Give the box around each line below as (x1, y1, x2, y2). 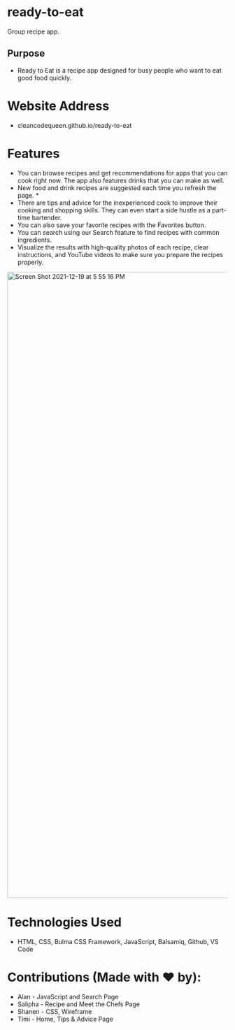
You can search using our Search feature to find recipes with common (17, 228, 220, 236)
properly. (17, 258, 44, 266)
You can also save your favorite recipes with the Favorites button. (17, 221, 206, 229)
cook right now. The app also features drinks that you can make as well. (17, 176, 225, 184)
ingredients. (17, 235, 52, 244)
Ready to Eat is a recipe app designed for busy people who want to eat (17, 66, 222, 74)
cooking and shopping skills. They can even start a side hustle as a (17, 205, 211, 214)
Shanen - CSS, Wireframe (17, 1007, 92, 1015)
